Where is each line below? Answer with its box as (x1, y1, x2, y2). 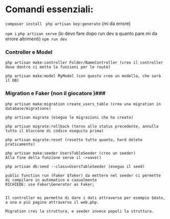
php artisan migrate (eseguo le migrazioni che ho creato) (5, 115, 134, 120)
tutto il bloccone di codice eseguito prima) (5, 128, 104, 133)
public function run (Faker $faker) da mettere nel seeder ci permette (5, 173, 161, 178)
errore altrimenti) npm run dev (5, 36, 67, 42)
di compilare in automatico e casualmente (5, 177, 97, 182)
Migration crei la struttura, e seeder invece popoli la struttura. (5, 208, 154, 214)
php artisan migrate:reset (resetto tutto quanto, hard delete (5, 137, 143, 142)
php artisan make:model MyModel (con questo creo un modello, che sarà (5, 74, 161, 79)
